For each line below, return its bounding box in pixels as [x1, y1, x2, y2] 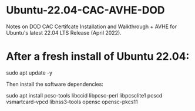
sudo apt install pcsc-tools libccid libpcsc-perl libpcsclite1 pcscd [6, 92, 163, 99]
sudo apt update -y [6, 69, 53, 76]
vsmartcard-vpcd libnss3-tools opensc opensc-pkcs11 [6, 98, 138, 105]
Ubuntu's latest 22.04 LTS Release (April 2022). [6, 29, 122, 36]
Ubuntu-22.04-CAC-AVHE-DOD [6, 4, 166, 17]
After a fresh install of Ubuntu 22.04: [6, 50, 190, 63]
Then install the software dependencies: [6, 80, 104, 88]
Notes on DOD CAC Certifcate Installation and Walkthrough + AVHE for [6, 23, 177, 30]
